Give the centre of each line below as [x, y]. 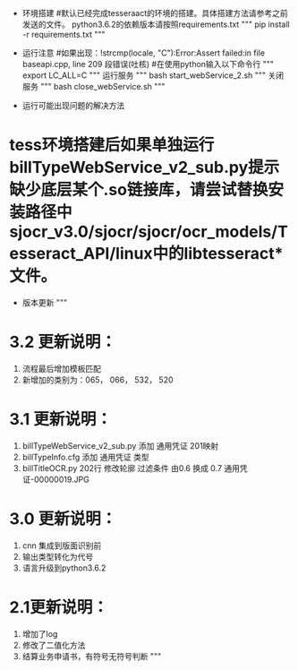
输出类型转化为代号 [58, 556]
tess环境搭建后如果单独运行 [112, 145]
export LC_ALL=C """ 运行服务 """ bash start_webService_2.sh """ [144, 75]
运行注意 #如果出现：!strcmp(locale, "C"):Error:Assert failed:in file [144, 53]
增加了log [40, 633]
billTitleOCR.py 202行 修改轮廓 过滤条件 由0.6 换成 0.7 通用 [131, 468]
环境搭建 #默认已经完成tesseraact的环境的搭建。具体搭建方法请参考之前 [155, 13]
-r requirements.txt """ [64, 34]
